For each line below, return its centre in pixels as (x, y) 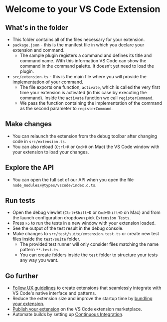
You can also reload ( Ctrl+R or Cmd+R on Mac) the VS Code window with (86, 147)
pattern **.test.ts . (40, 250)
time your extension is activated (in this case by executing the (83, 92)
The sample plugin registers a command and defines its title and (86, 55)
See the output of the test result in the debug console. (68, 228)
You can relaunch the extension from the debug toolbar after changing (85, 136)
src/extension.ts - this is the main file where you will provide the (80, 77)
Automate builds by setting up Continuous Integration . (68, 315)
